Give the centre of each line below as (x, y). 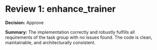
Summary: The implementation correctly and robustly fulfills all (70, 32)
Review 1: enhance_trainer (60, 9)
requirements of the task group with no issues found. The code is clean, (79, 37)
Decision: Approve (24, 23)
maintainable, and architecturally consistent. (50, 42)
